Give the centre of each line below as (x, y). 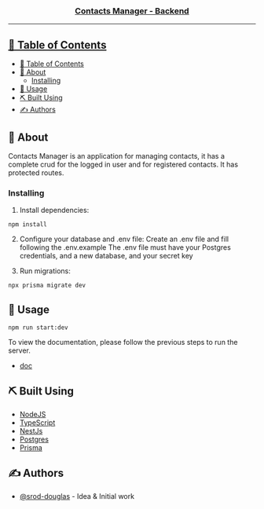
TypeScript (37, 423)
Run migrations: (45, 271)
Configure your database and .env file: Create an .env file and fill (124, 239)
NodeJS (33, 414)
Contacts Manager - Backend (132, 11)
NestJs (31, 430)
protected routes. (36, 172)
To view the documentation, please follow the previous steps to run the (123, 342)
